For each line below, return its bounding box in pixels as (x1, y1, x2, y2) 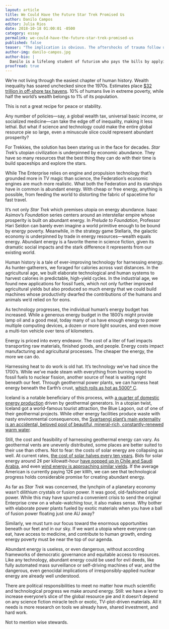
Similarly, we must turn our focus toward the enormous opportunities (5, 520, 148, 527)
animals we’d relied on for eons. (5, 297, 71, 303)
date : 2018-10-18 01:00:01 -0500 (5, 26, 75, 31)
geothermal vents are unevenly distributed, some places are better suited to (5, 442, 162, 448)
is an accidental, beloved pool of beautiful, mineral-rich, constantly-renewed (5, 421, 164, 427)
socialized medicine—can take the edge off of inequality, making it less (5, 118, 153, 124)
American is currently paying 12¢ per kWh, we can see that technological (5, 469, 157, 475)
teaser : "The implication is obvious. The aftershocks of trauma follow (5, 45, 161, 50)
